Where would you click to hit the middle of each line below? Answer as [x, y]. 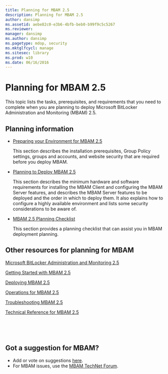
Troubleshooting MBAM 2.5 [34, 302]
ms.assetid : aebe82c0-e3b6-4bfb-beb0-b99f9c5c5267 [60, 24]
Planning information [40, 129]
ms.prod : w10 [19, 58]
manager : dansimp [24, 34]
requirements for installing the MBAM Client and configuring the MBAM [88, 187]
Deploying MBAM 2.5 [28, 282]
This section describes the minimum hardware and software [76, 182]
